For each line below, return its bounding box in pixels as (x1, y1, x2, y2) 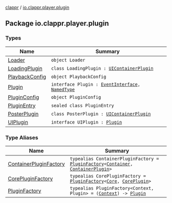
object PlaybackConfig (51, 74, 106, 79)
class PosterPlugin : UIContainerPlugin (51, 111, 151, 117)
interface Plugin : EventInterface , (51, 82, 141, 87)
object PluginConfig (51, 94, 101, 100)
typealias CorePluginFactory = (70, 173, 146, 179)
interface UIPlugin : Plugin (51, 119, 122, 125)
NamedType (51, 87, 75, 92)
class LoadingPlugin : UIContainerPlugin (51, 65, 154, 71)
